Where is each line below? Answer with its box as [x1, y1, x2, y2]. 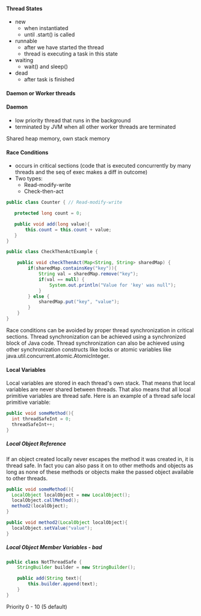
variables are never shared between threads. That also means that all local [6, 386, 191, 393]
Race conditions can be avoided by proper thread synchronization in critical [6, 326, 194, 334]
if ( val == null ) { [38, 276, 85, 283]
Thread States [6, 5, 43, 12]
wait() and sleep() [23, 63, 68, 71]
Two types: [14, 175, 43, 182]
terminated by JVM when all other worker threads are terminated [14, 124, 176, 130]
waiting [14, 57, 34, 64]
